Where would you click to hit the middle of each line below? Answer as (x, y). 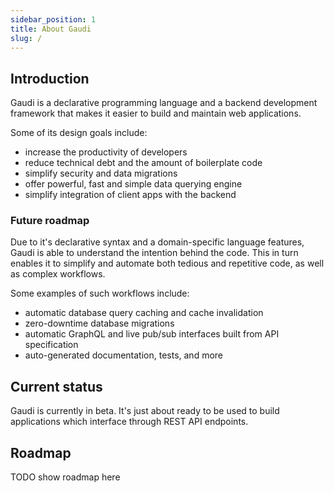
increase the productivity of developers (106, 152)
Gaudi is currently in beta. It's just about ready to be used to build (145, 411)
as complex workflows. (58, 274)
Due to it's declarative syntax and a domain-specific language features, (157, 242)
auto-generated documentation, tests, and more (123, 355)
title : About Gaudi (51, 29)
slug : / (26, 38)
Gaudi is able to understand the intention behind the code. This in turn (154, 253)
